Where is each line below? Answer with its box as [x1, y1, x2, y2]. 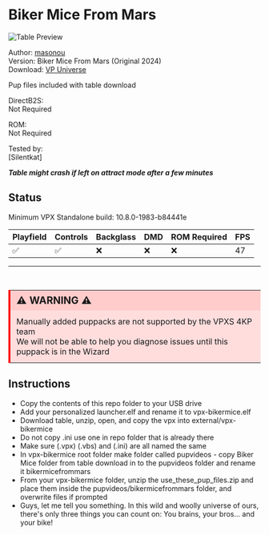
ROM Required [171, 231, 227, 242]
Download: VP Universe [8, 64, 86, 74]
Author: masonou [8, 47, 66, 57]
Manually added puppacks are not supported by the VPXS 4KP [16, 316, 252, 327]
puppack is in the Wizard [16, 346, 110, 357]
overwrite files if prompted [19, 492, 108, 501]
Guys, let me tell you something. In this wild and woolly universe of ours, [19, 501, 259, 510]
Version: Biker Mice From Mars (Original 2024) [8, 56, 162, 66]
